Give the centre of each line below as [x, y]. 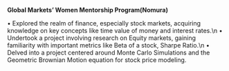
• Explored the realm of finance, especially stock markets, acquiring [104, 23]
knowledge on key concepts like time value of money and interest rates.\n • [115, 31]
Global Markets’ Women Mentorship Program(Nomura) [88, 10]
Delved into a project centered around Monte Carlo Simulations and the [109, 52]
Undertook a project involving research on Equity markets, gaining [101, 38]
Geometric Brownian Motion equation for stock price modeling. [97, 60]
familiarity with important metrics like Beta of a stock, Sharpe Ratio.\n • [108, 45]
